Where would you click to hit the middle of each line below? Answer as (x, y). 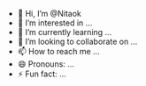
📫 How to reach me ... (58, 51)
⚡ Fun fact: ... (42, 74)
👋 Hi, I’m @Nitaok (50, 14)
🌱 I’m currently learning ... (65, 32)
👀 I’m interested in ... (55, 23)
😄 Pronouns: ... (46, 64)
